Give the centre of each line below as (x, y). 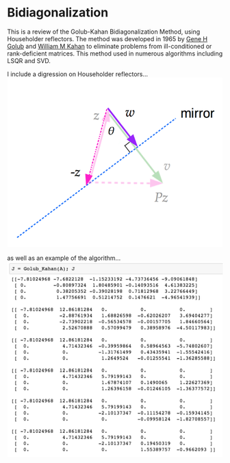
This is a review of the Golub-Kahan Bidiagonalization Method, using (104, 32)
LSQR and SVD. (29, 60)
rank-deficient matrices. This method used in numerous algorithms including (115, 54)
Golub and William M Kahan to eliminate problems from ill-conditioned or (110, 46)
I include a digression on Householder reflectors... (78, 74)
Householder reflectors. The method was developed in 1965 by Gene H (107, 38)
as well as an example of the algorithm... (64, 258)
